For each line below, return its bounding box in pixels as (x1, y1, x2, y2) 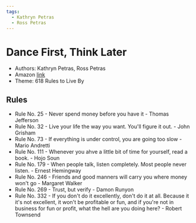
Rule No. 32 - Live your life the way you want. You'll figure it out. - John (14, 123, 190, 130)
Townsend (14, 211, 41, 218)
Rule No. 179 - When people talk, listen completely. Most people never (14, 161, 187, 168)
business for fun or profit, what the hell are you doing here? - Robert (14, 205, 182, 212)
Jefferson (14, 117, 39, 124)
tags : (6, 8, 20, 15)
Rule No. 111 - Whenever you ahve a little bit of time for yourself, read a (14, 148, 188, 155)
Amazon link (14, 71, 46, 78)
